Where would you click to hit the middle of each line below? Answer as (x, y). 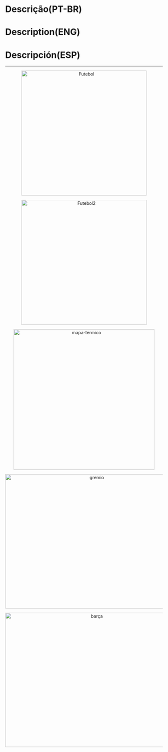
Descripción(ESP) (43, 55)
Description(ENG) (43, 32)
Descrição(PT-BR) (44, 9)
